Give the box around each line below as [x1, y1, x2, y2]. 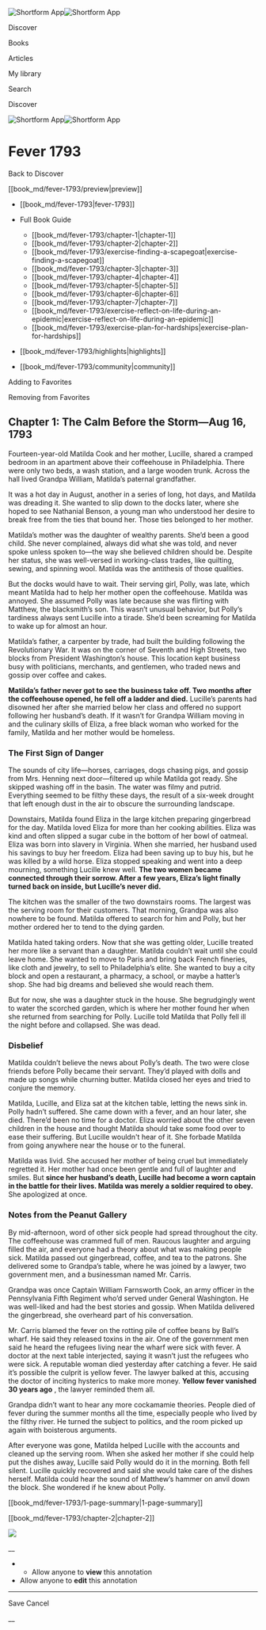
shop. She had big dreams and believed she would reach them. [8, 980, 215, 989]
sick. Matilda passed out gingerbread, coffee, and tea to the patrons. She [8, 1252, 247, 1262]
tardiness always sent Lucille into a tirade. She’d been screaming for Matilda [8, 612, 256, 622]
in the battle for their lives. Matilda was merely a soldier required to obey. [8, 1181, 253, 1191]
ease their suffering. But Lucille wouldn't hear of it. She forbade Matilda [8, 1133, 241, 1142]
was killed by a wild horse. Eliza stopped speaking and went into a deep [8, 856, 243, 866]
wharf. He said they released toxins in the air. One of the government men [8, 1334, 249, 1343]
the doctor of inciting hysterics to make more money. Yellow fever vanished [8, 1376, 257, 1385]
